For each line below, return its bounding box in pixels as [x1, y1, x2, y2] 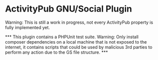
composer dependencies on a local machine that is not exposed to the [5, 39, 147, 45]
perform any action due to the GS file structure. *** [5, 49, 108, 55]
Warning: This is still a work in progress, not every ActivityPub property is [5, 19, 153, 25]
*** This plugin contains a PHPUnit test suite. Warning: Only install [5, 34, 138, 40]
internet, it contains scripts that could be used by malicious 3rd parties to [5, 44, 153, 50]
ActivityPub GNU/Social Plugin [5, 3, 132, 15]
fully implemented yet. [5, 24, 50, 30]
